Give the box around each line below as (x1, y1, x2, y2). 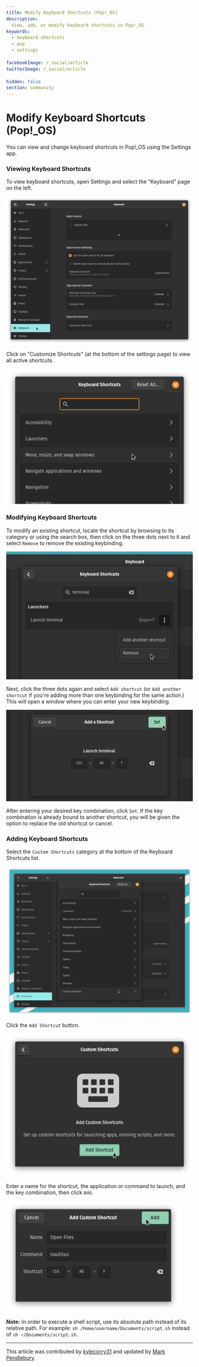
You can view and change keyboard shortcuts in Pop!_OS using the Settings (6, 143, 191, 151)
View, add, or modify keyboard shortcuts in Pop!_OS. (11, 22, 147, 28)
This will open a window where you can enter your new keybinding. (6, 698, 171, 705)
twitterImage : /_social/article (6, 66, 86, 72)
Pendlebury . (6, 1354, 36, 1361)
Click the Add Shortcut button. (6, 1022, 80, 1029)
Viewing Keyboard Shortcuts (6, 164, 91, 172)
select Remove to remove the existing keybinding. (6, 539, 124, 546)
